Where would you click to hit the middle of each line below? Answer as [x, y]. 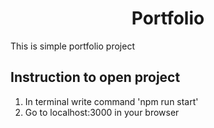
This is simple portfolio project [72, 46]
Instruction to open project [95, 77]
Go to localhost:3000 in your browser [102, 112]
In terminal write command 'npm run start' [111, 101]
